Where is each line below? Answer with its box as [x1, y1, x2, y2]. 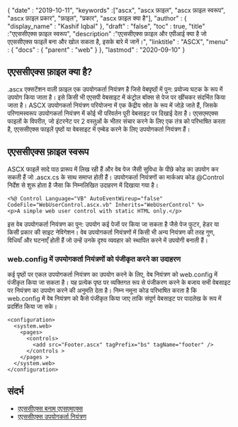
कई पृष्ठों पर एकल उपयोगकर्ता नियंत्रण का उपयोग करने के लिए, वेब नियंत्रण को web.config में [7, 270, 218, 279]
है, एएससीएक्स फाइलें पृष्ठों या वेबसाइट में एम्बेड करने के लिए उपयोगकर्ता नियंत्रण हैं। [7, 124, 191, 134]
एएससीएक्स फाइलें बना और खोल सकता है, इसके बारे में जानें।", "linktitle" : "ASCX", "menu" [7, 38, 229, 45]
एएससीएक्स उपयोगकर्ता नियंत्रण [17, 412, 87, 421]
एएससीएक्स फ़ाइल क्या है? [7, 66, 93, 78]
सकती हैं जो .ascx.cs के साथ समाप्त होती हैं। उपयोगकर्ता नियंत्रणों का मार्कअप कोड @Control [7, 173, 225, 181]
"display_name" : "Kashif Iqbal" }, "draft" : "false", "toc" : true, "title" [7, 22, 205, 31]
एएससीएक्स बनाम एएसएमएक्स [17, 404, 83, 413]
